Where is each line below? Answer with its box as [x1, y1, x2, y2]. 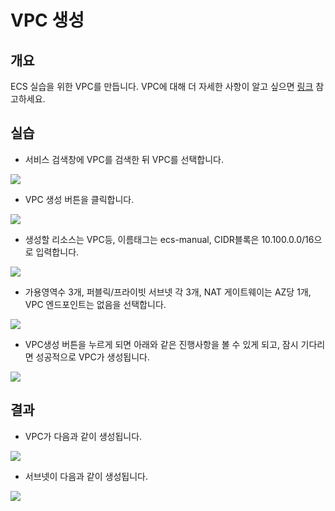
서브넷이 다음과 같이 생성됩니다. [24, 470, 148, 482]
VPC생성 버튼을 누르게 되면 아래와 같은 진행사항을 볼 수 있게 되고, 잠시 [24, 338, 299, 350]
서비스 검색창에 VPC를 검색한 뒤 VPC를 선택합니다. [24, 153, 224, 165]
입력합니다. [35, 246, 80, 258]
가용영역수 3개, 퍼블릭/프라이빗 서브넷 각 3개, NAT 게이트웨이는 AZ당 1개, [24, 286, 312, 298]
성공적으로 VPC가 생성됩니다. [35, 351, 151, 363]
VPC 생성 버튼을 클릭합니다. [24, 193, 135, 205]
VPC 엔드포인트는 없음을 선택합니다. [24, 298, 167, 310]
